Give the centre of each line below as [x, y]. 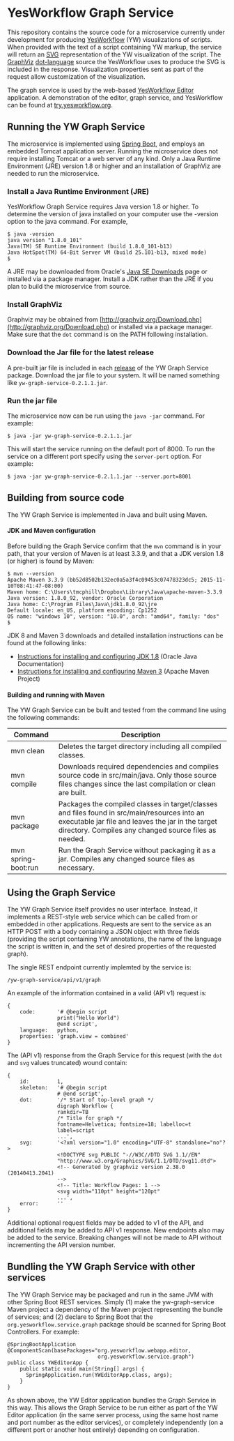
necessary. [77, 868]
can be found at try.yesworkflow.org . [60, 105]
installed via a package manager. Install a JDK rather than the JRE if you [110, 279]
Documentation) [40, 663]
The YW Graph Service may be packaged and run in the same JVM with [110, 1295]
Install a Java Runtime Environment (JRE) [78, 191]
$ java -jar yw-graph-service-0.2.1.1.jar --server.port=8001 [99, 476]
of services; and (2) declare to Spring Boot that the [80, 1317]
